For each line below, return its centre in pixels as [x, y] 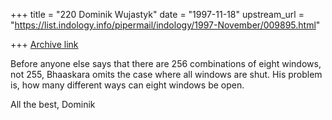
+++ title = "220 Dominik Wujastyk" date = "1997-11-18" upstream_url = [157, 14]
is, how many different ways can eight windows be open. [127, 85]
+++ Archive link [44, 44]
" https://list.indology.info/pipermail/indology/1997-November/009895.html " [165, 25]
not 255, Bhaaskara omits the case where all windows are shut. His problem [166, 74]
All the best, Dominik [53, 104]
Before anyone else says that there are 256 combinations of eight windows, [166, 63]
